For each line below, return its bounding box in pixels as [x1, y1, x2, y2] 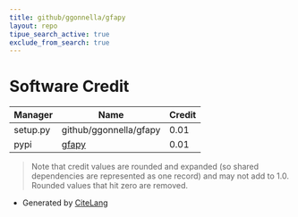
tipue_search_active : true [9, 29, 110, 38]
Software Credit [9, 77, 130, 96]
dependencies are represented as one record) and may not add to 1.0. [30, 171, 289, 181]
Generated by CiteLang [21, 197, 109, 208]
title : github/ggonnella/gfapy [9, 13, 126, 22]
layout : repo [9, 21, 58, 30]
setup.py [13, 124, 51, 137]
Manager [13, 109, 54, 121]
